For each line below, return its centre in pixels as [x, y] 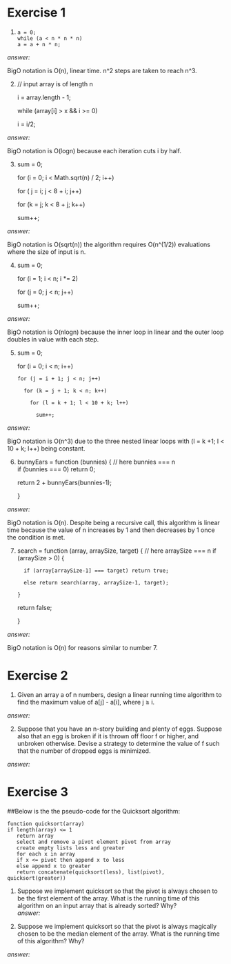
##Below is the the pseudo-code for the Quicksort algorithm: [94, 811]
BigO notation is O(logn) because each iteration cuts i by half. [94, 150]
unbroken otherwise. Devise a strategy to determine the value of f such [118, 743]
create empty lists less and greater [71, 848]
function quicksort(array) [46, 824]
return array [35, 836]
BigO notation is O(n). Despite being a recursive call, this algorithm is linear [114, 522]
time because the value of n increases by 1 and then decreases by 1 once [111, 530]
